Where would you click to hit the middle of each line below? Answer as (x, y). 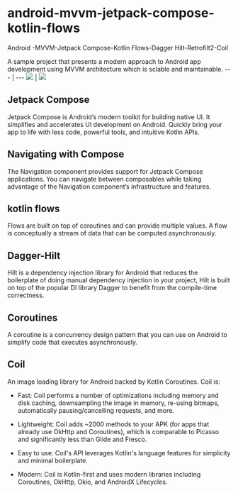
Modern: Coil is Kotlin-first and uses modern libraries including (109, 474)
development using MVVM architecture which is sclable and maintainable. (115, 69)
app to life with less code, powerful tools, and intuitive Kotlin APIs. (103, 132)
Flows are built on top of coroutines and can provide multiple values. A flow (118, 226)
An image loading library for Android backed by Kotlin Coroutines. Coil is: (114, 382)
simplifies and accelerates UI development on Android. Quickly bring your (115, 124)
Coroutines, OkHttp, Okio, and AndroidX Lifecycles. (92, 482)
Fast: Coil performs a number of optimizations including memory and (118, 395)
